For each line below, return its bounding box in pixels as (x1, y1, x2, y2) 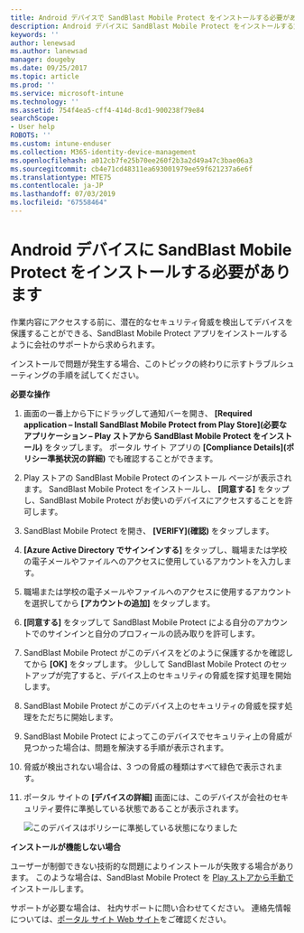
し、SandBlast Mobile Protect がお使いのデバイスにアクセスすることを (23, 494, 285, 506)
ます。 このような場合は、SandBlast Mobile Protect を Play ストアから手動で (10, 872, 294, 882)
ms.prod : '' (10, 80, 55, 89)
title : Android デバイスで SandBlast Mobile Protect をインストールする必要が (10, 13, 290, 23)
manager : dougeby (10, 55, 76, 64)
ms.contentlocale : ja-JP (10, 182, 104, 191)
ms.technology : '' (10, 97, 79, 107)
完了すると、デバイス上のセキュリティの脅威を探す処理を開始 (62, 669, 291, 680)
